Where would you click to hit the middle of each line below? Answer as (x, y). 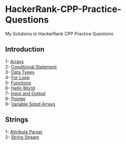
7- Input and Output (25, 93)
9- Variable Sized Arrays (30, 104)
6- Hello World (20, 88)
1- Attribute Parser (24, 131)
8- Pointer (15, 98)
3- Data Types (20, 72)
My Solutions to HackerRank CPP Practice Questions (59, 33)
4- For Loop (17, 77)
